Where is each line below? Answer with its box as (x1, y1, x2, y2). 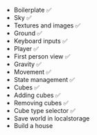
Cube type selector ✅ (13, 107, 76, 114)
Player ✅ (13, 45, 39, 52)
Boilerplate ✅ (13, 6, 52, 14)
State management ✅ (13, 76, 75, 83)
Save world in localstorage (13, 114, 90, 123)
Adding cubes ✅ (13, 91, 61, 99)
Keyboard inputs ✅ (13, 37, 68, 45)
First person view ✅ (13, 52, 71, 61)
